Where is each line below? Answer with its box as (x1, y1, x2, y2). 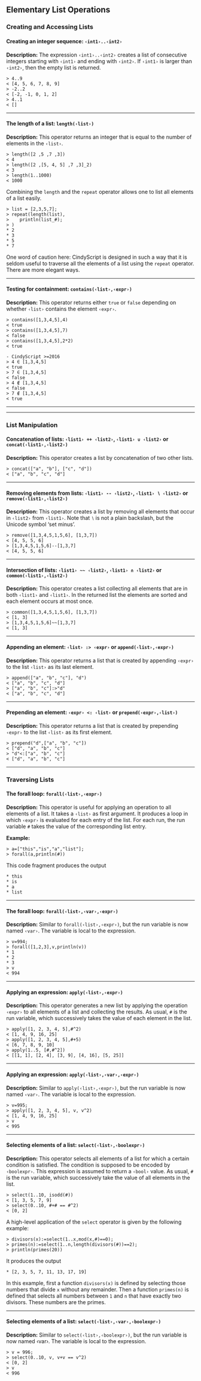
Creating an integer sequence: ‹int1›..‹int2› (6, 37, 123, 44)
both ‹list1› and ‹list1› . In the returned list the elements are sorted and (6, 591, 187, 599)
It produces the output (6, 1257, 62, 1265)
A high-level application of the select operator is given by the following (6, 1218, 182, 1225)
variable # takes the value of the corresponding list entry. (6, 823, 147, 830)
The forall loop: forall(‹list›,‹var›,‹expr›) (6, 907, 118, 914)
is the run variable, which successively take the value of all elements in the (6, 1174, 190, 1181)
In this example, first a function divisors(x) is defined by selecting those (6, 1279, 186, 1287)
